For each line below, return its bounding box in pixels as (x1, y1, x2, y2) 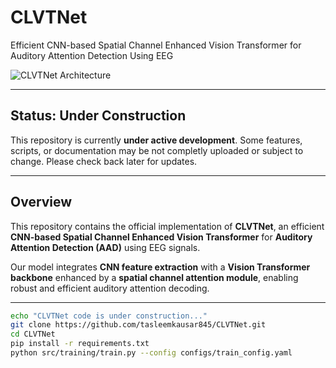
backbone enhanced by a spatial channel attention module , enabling (10, 271, 299, 283)
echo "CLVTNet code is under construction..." (10, 311, 208, 321)
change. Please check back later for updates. (10, 155, 198, 167)
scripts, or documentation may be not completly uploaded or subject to (10, 144, 304, 156)
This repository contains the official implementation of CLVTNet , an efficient (10, 220, 325, 232)
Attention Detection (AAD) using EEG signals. (10, 241, 201, 253)
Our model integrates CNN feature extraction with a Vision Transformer (10, 261, 311, 273)
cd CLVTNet (10, 329, 56, 340)
